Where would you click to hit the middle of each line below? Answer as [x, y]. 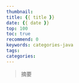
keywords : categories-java [40, 45]
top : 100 [17, 28]
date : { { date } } [28, 23]
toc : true [19, 34]
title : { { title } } [31, 17]
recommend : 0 [22, 39]
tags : [13, 51]
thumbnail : [20, 12]
